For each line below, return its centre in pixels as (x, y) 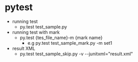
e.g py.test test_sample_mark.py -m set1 (70, 43)
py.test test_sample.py (43, 26)
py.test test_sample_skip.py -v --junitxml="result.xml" (76, 54)
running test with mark (36, 32)
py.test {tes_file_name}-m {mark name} (61, 38)
